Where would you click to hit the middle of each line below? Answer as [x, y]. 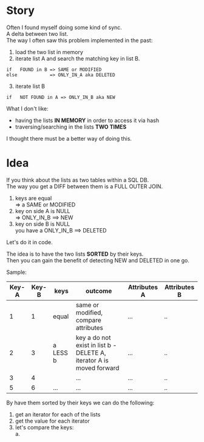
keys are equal [33, 198]
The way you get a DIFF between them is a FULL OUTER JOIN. [84, 186]
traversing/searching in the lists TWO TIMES [71, 127]
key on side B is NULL [42, 224]
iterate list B [30, 86]
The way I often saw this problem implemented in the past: [80, 40]
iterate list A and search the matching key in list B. [77, 58]
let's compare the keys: [44, 427]
